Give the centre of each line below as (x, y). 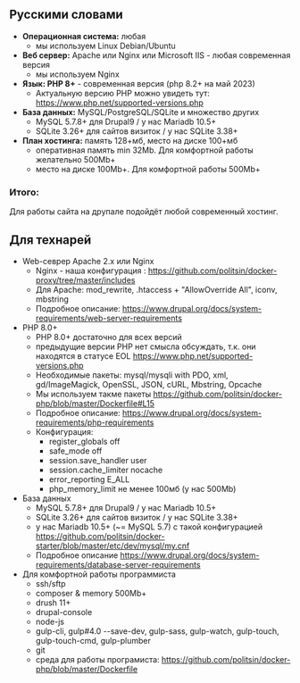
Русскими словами (66, 15)
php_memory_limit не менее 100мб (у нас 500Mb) (142, 488)
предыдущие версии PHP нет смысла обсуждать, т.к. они (146, 346)
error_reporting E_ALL (89, 479)
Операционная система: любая (84, 36)
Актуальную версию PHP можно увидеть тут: (122, 93)
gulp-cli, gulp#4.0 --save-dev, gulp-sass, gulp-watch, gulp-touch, (157, 631)
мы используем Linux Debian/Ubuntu (105, 46)
